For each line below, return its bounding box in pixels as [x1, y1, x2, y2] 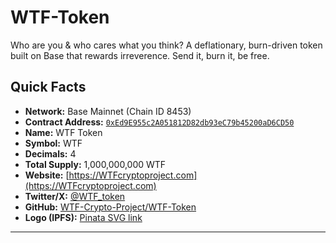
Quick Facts [10, 79, 87, 96]
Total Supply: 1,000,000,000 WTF [24, 158, 167, 170]
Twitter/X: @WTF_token [24, 190, 126, 202]
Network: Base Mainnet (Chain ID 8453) [24, 105, 192, 117]
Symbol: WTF [24, 137, 83, 149]
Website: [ [24, 169, 70, 181]
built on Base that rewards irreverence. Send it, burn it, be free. [10, 49, 270, 61]
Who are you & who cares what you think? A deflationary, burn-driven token [10, 39, 323, 51]
